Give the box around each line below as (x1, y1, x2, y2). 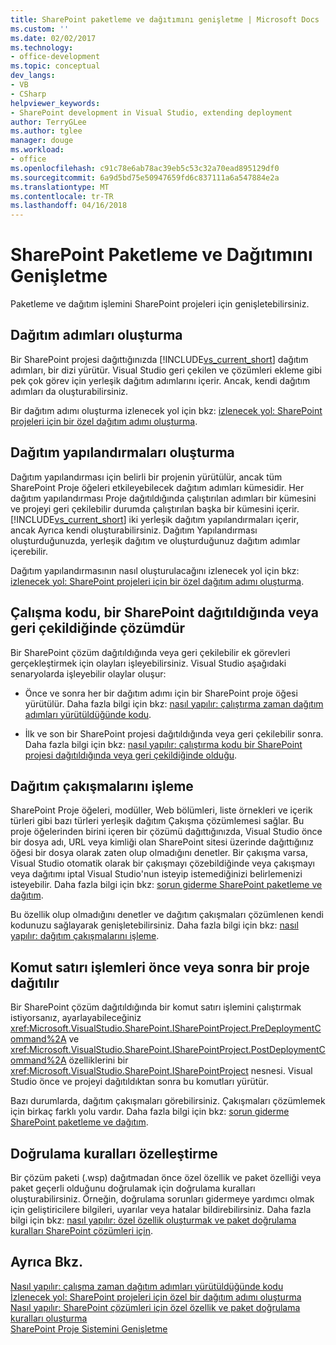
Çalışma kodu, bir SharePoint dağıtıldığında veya (10, 604, 319, 621)
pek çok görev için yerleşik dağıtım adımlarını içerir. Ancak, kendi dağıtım (10, 374, 311, 386)
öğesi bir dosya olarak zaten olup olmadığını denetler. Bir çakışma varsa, (10, 847, 308, 859)
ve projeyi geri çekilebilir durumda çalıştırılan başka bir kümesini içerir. (10, 502, 300, 515)
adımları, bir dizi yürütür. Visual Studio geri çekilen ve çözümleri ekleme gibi (10, 364, 322, 376)
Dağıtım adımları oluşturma (10, 327, 183, 344)
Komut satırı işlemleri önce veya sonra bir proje (10, 959, 310, 976)
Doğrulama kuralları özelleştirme (10, 1145, 218, 1162)
